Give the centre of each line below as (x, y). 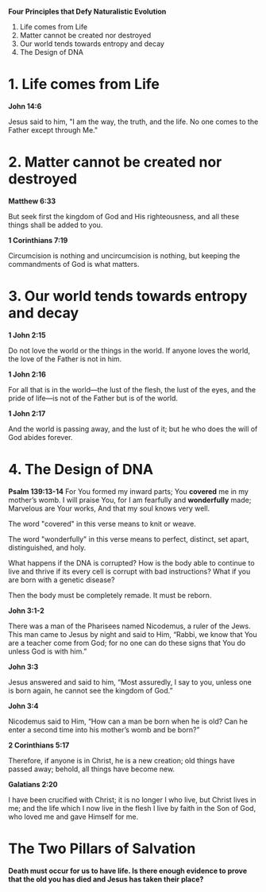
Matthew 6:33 (32, 201)
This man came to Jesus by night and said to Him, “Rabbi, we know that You (133, 634)
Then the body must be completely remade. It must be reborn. (110, 595)
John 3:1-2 (27, 610)
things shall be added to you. (56, 225)
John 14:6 (25, 106)
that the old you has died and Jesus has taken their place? (106, 879)
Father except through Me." (53, 129)
